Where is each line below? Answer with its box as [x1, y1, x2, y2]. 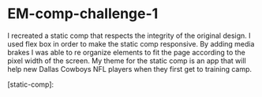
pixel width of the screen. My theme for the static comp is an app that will [7, 56, 246, 65]
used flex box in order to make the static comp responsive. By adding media [7, 39, 255, 48]
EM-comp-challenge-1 [7, 5, 159, 23]
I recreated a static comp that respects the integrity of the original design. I [7, 31, 251, 40]
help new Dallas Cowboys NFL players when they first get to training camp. [7, 64, 253, 73]
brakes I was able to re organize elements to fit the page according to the [7, 47, 246, 57]
